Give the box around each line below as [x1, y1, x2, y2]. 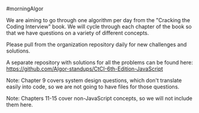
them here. [6, 101, 33, 108]
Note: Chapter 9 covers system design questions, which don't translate [6, 77, 182, 84]
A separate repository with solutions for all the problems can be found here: [6, 59, 193, 66]
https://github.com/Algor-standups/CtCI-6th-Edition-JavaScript [6, 65, 164, 72]
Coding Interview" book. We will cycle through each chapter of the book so [6, 23, 192, 30]
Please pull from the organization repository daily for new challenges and [6, 41, 187, 48]
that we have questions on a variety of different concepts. [6, 29, 149, 36]
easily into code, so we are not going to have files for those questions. [6, 83, 180, 90]
